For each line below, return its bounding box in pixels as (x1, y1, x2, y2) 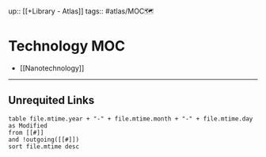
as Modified (8, 121, 47, 129)
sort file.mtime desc (8, 142, 80, 151)
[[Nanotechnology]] (19, 63, 85, 73)
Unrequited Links (8, 94, 95, 107)
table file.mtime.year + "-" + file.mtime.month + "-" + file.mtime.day (8, 114, 253, 123)
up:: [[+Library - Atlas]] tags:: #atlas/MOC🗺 (8, 6, 154, 16)
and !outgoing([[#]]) (8, 136, 80, 144)
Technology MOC (8, 37, 126, 56)
